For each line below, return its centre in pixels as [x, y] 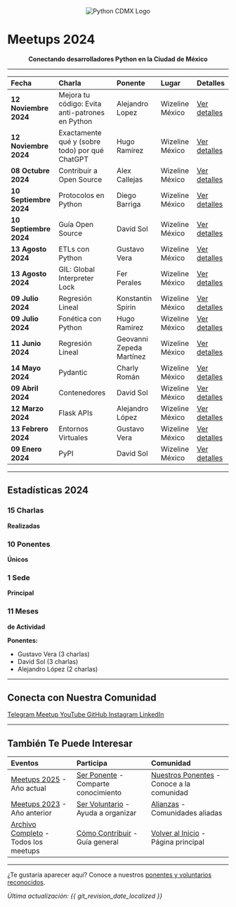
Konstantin [135, 298]
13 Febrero [30, 428]
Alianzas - [168, 804]
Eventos [25, 763]
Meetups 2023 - [39, 804]
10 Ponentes [29, 544]
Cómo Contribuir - [107, 833]
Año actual [29, 789]
